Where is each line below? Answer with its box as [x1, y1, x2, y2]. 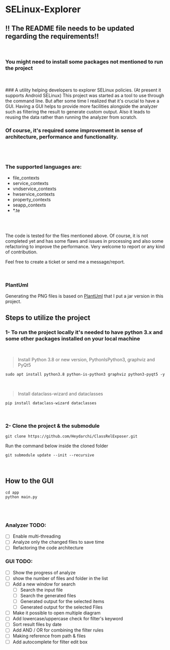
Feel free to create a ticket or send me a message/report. [5, 259, 125, 265]
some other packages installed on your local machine [5, 335, 140, 342]
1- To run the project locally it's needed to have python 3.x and [5, 329, 163, 336]
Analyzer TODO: [5, 521, 47, 528]
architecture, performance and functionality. [5, 133, 119, 141]
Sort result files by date [12, 621, 62, 628]
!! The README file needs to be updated [5, 24, 134, 33]
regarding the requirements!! [5, 32, 99, 40]
